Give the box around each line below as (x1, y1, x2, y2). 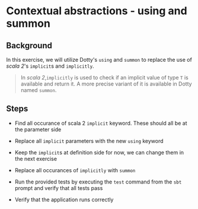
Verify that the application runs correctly (14, 196, 114, 203)
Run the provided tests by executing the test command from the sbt (14, 178, 182, 185)
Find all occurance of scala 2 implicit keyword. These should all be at (14, 119, 187, 126)
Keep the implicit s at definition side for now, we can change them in (14, 148, 184, 156)
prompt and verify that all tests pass (14, 184, 103, 191)
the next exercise (14, 155, 58, 162)
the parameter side (14, 126, 62, 133)
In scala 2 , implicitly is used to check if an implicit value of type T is (20, 74, 189, 81)
